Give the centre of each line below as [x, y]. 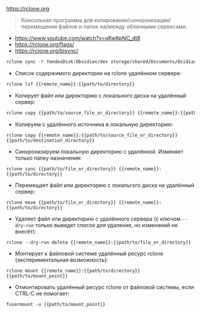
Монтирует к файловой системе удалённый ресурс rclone [89, 253]
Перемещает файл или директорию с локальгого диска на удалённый [104, 185]
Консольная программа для [57, 20]
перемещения [39, 27]
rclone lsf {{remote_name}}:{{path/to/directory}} [71, 84]
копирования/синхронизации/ [133, 20]
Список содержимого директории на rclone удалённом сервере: [98, 73]
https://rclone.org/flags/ [45, 45]
